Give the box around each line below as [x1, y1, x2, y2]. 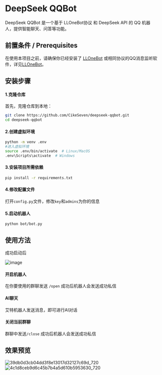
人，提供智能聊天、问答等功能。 [5, 25, 69, 32]
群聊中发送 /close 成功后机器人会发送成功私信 [5, 331, 96, 337]
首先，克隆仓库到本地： [5, 103, 52, 109]
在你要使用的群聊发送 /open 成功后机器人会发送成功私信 [5, 283, 117, 289]
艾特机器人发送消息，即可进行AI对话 [5, 307, 78, 313]
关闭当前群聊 [5, 319, 31, 325]
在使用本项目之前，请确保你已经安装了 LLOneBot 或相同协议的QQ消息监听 [5, 55, 153, 61]
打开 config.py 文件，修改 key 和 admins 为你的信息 [5, 198, 100, 205]
